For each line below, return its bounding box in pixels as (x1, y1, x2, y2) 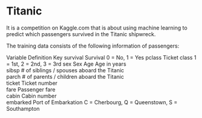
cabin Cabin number (6, 92, 57, 99)
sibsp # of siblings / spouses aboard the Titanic (6, 66, 125, 73)
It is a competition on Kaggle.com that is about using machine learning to (6, 24, 188, 31)
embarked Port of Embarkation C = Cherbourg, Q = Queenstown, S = (6, 98, 178, 106)
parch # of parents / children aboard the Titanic (6, 73, 124, 80)
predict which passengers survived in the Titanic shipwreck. (6, 30, 156, 37)
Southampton (6, 105, 40, 112)
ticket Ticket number (6, 79, 58, 87)
